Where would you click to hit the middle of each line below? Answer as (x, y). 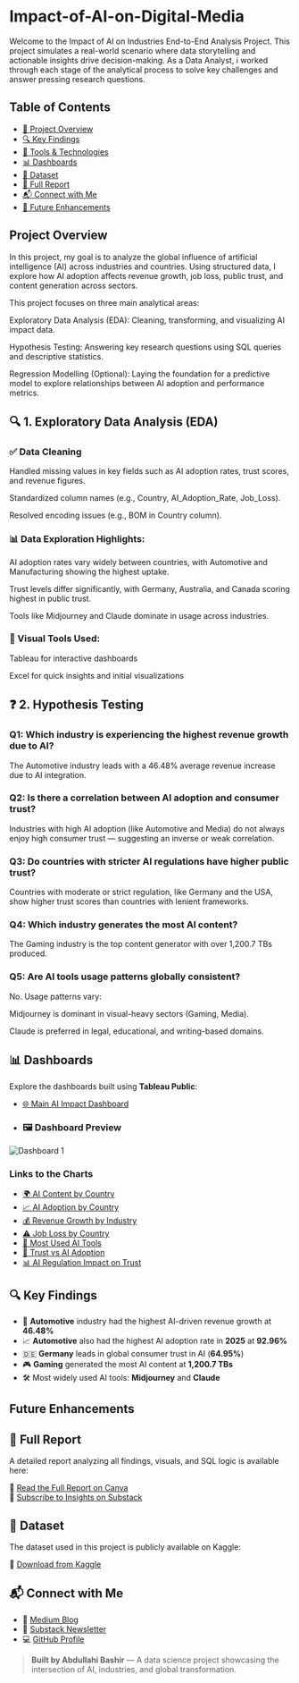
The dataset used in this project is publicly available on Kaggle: (125, 1547)
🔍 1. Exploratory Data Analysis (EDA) (114, 422)
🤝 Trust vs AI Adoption (63, 1253)
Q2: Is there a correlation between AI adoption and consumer (144, 798)
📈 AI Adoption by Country (71, 1207)
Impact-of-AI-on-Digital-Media (127, 17)
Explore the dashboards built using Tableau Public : (104, 1086)
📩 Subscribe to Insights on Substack (76, 1497)
